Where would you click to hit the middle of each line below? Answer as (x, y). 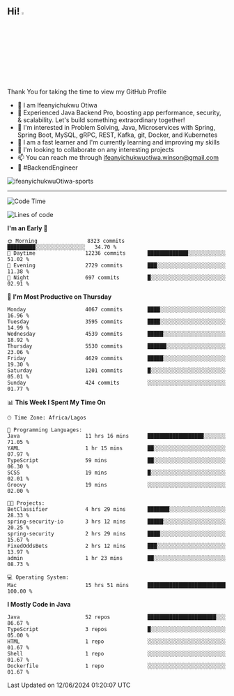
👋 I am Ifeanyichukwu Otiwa (57, 105)
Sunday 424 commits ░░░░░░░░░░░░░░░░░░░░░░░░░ (117, 383)
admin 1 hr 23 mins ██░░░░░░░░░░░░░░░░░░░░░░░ (117, 558)
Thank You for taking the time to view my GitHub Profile (87, 91)
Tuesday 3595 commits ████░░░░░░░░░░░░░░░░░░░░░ (117, 321)
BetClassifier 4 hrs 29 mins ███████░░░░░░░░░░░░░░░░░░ (117, 509)
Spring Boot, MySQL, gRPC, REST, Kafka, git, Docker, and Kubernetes (117, 135)
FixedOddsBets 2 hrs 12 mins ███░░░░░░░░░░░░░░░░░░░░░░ (117, 546)
